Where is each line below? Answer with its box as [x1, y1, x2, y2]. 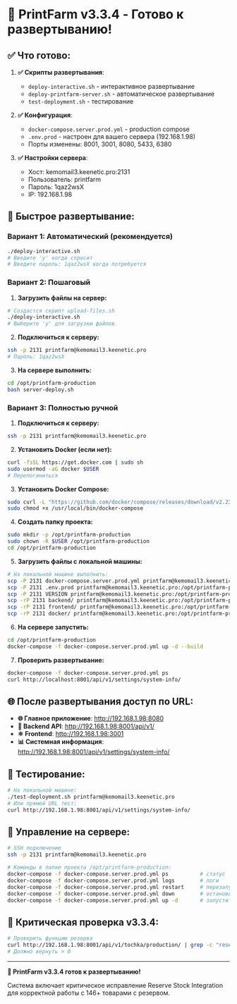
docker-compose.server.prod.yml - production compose [28, 125, 190, 133]
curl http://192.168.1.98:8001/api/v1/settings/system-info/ [7, 807, 191, 814]
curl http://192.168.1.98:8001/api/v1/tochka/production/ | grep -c [7, 941, 213, 949]
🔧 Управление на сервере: [7, 826, 130, 838]
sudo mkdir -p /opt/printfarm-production [7, 532, 131, 539]
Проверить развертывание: [17, 656, 104, 664]
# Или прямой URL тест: [7, 800, 78, 807]
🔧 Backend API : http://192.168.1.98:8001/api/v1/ [17, 722, 155, 730]
